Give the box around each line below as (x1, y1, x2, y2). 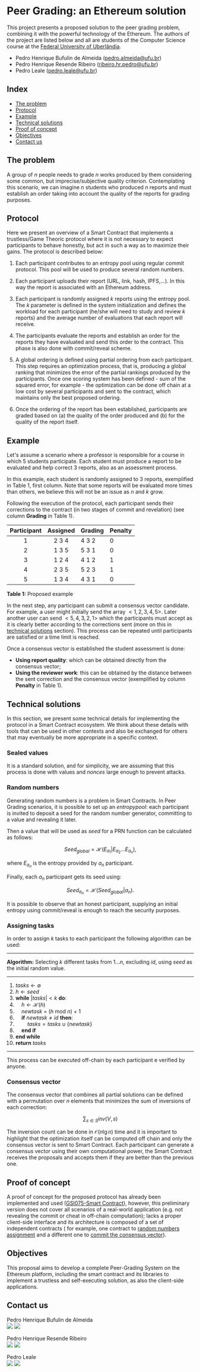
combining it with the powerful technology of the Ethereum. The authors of (7, 30, 190, 37)
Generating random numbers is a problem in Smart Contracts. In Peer (7, 797, 177, 804)
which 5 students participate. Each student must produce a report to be (7, 458, 182, 465)
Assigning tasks (7, 921, 55, 930)
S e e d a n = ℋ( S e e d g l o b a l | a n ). (66, 886, 135, 896)
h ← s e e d (15, 988, 39, 996)
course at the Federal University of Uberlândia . (7, 43, 121, 50)
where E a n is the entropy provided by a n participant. (7, 859, 134, 869)
